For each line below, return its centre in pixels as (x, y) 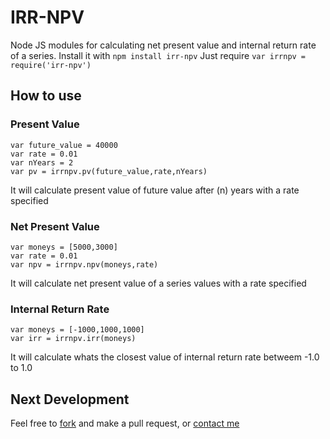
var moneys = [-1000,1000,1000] (77, 330)
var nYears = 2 (42, 162)
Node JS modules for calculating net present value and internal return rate (163, 45)
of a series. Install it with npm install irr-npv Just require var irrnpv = (158, 55)
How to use (46, 96)
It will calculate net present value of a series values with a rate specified (158, 283)
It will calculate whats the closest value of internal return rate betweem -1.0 (165, 357)
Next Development (70, 399)
